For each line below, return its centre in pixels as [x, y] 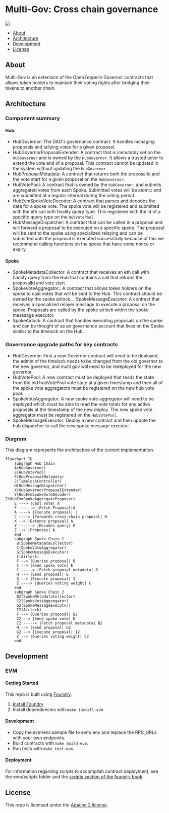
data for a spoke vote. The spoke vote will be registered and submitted [86, 206]
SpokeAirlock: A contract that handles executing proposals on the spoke [88, 321]
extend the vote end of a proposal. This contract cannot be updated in [86, 163]
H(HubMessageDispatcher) [40, 486]
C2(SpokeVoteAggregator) [43, 601]
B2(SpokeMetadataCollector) [46, 597]
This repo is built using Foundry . [39, 694]
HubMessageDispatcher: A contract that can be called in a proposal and [88, 223]
